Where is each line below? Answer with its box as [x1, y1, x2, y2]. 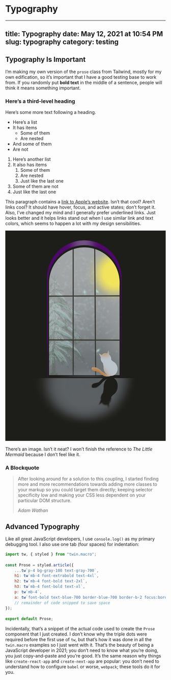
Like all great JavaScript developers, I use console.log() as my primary [5, 535, 155, 542]
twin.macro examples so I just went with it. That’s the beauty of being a [5, 642, 154, 648]
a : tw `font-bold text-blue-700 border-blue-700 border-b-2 [14, 595, 142, 600]
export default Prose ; [5, 617, 53, 622]
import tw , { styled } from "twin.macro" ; [5, 552, 97, 557]
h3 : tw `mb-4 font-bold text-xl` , [14, 584, 85, 590]
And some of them [12, 141, 52, 147]
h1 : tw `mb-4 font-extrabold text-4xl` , [14, 573, 99, 578]
